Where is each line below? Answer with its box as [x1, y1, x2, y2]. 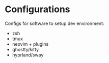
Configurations [5, 4, 70, 15]
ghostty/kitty [12, 46, 39, 52]
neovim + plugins [12, 41, 49, 47]
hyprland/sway [12, 52, 44, 58]
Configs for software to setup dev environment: [5, 20, 104, 26]
